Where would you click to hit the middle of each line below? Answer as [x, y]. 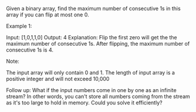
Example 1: [19, 26]
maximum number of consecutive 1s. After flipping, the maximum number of [98, 44]
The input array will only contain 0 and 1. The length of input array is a [90, 72]
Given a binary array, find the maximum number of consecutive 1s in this [93, 9]
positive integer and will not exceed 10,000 [58, 79]
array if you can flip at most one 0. [48, 15]
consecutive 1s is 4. [30, 50]
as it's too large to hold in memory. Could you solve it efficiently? [84, 103]
